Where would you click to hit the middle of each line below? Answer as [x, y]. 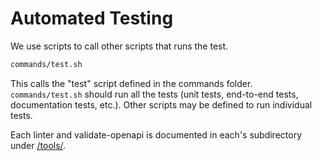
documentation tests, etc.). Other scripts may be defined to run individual [161, 104]
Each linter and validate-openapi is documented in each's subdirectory [156, 134]
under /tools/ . [38, 145]
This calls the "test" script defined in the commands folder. [131, 83]
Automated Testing [92, 18]
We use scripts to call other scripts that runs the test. [119, 46]
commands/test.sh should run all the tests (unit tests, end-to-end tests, [154, 94]
